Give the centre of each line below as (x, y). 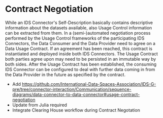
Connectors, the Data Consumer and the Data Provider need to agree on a (80, 43)
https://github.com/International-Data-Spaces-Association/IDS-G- (89, 84)
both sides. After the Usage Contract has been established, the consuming (81, 64)
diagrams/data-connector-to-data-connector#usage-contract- (76, 94)
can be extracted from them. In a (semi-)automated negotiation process (78, 33)
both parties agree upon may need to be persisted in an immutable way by (81, 59)
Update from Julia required (40, 105)
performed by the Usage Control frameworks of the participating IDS (75, 38)
